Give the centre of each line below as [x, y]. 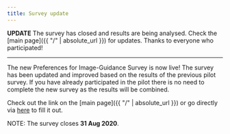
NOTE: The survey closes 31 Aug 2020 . [63, 123]
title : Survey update [38, 13]
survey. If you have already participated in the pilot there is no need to [106, 82]
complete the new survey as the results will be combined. [88, 89]
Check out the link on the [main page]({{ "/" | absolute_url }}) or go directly [112, 102]
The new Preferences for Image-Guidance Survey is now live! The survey [111, 67]
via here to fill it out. [35, 110]
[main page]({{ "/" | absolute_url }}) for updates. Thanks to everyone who [111, 40]
